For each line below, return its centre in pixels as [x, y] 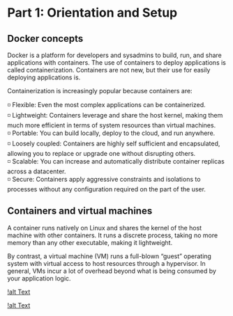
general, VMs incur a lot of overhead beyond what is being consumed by [112, 271]
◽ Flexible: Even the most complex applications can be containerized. [106, 105]
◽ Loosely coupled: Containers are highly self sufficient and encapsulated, [114, 143]
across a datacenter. [37, 171]
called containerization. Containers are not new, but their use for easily [109, 70]
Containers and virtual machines [80, 211]
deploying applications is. [44, 77]
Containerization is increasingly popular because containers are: [100, 91]
